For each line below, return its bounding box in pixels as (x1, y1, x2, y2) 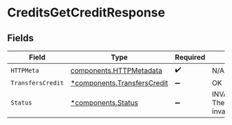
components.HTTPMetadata (70, 65, 162, 75)
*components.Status (70, 98, 139, 107)
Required (175, 53, 206, 62)
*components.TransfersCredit (70, 78, 168, 87)
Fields (7, 32, 35, 44)
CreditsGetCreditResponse (7, 5, 166, 21)
